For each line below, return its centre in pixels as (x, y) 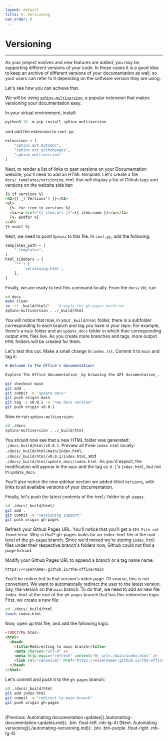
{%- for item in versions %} (40, 208)
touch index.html (23, 614)
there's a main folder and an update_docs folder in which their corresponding (83, 331)
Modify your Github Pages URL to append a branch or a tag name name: (79, 560)
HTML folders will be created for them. (43, 341)
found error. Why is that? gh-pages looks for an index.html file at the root (80, 535)
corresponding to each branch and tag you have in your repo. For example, (82, 325)
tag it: (11, 356)
